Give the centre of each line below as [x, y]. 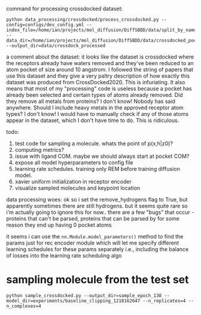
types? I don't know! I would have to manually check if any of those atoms [98, 114]
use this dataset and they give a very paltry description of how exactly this [98, 76]
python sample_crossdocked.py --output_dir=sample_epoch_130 [84, 295]
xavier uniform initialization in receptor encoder [73, 181]
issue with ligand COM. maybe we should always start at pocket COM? [102, 156]
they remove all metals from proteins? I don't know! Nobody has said [91, 101]
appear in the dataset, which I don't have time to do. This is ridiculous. [93, 120]
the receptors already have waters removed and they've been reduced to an [100, 63]
